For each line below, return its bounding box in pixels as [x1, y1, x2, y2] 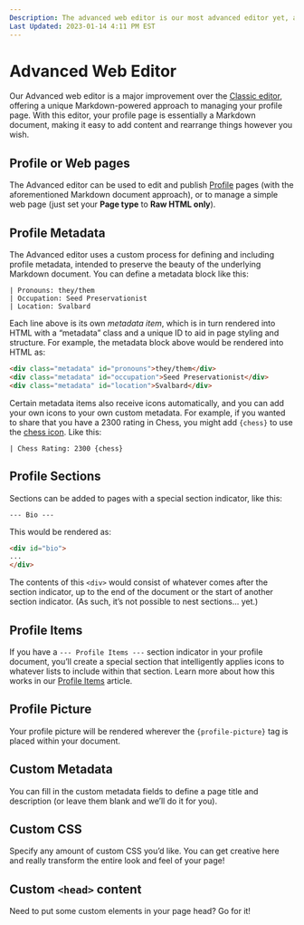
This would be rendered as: [9, 526, 111, 537]
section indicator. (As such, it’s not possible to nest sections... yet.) [9, 596, 259, 608]
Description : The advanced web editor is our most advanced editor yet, [9, 13, 290, 23]
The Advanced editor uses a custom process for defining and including [9, 249, 274, 260]
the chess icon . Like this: [9, 426, 102, 437]
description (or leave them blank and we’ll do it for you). [9, 795, 218, 806]
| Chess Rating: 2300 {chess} [9, 443, 124, 453]
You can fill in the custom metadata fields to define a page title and [9, 785, 259, 796]
